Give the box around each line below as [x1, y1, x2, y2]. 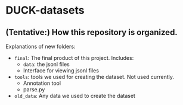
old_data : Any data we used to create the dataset [14, 93, 135, 99]
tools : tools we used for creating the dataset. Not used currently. [14, 74, 174, 80]
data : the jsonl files [23, 61, 70, 68]
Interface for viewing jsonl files [23, 67, 100, 74]
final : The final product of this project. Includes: [14, 55, 134, 61]
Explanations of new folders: [5, 43, 76, 50]
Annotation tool [23, 79, 61, 87]
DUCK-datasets [5, 4, 85, 17]
